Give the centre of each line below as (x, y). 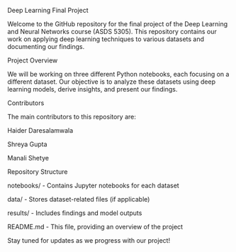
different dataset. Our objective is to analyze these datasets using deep (112, 82)
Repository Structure (38, 172)
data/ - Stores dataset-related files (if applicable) (79, 199)
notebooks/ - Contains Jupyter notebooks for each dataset (93, 185)
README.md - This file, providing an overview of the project (95, 227)
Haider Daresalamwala (40, 130)
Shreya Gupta (27, 144)
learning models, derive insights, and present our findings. (92, 89)
